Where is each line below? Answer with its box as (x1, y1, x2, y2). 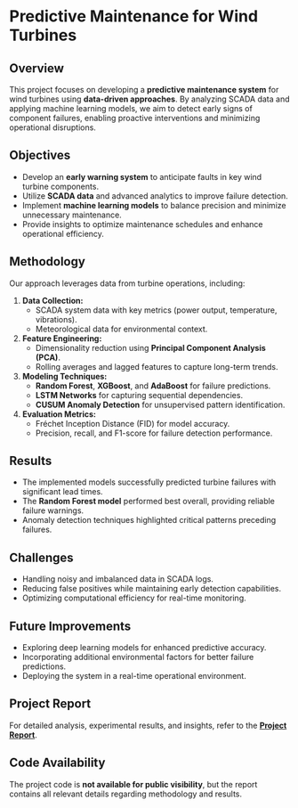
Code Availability (9, 755, 106, 771)
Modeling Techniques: (21, 371, 108, 381)
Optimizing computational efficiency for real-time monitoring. (21, 592, 246, 603)
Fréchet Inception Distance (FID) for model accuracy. (35, 418, 230, 428)
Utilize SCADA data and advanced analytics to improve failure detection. (21, 190, 289, 201)
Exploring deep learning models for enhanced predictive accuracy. (21, 642, 267, 653)
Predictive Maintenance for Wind (9, 6, 259, 27)
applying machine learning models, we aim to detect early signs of (9, 103, 254, 113)
